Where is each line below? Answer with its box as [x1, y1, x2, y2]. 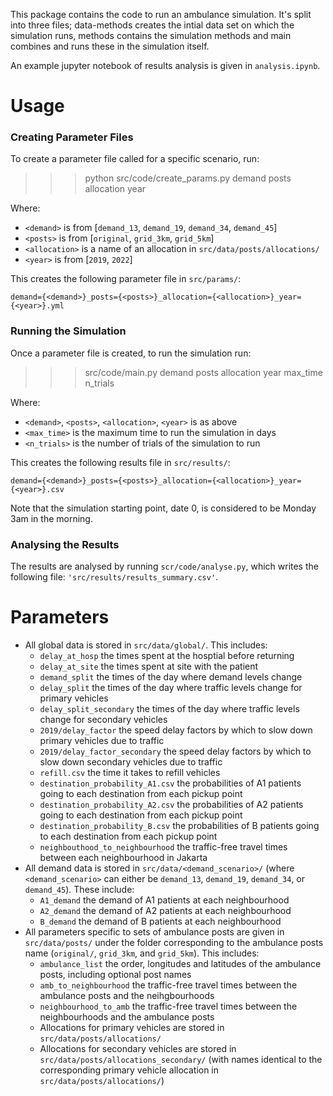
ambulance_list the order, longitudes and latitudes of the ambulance [39, 958, 322, 970]
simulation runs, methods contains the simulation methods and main [10, 30, 292, 41]
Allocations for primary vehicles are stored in [39, 1022, 225, 1034]
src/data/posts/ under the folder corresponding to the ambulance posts [24, 937, 324, 949]
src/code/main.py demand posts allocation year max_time [84, 366, 323, 378]
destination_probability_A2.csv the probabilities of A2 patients [39, 799, 304, 811]
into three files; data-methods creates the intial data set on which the [10, 19, 295, 31]
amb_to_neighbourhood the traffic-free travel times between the [39, 979, 298, 991]
